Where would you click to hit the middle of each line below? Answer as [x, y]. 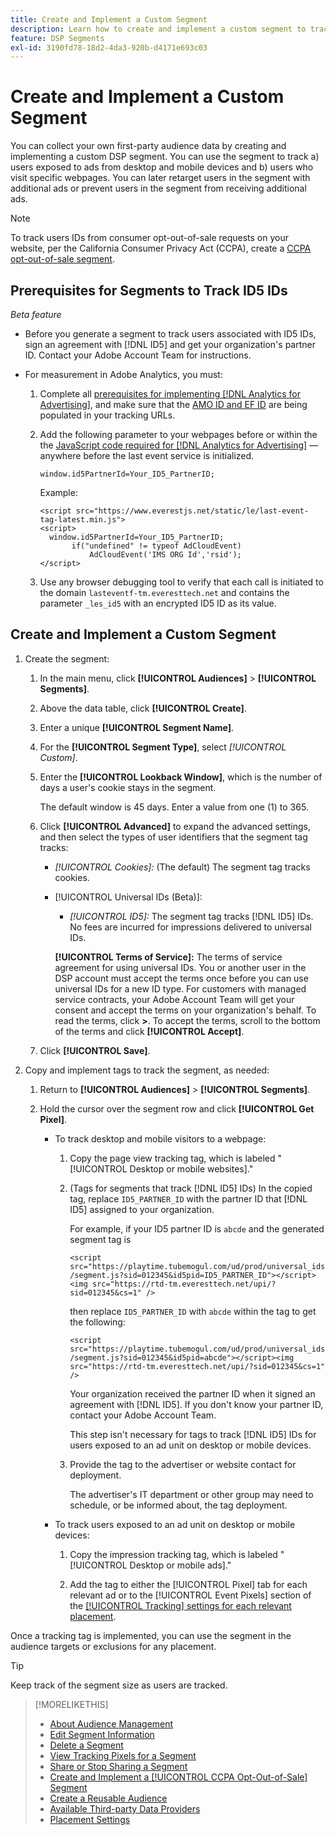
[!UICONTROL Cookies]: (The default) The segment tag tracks [182, 867]
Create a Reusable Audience [108, 1798]
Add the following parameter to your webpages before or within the [178, 434]
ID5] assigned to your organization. [142, 1209]
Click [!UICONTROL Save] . [95, 1050]
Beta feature [36, 314]
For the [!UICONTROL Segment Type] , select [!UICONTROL [163, 747]
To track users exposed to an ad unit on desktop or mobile [175, 1524]
